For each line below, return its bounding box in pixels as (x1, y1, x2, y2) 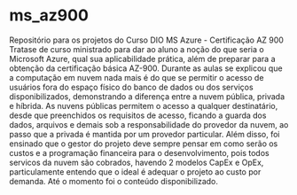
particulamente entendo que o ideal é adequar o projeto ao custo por (9, 166, 262, 177)
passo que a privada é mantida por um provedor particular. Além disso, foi (9, 129, 280, 139)
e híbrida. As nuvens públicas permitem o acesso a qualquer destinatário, (9, 100, 278, 111)
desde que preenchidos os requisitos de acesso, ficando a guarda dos (9, 110, 267, 121)
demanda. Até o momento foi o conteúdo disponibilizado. (9, 175, 219, 186)
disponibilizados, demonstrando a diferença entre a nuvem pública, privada (9, 90, 285, 102)
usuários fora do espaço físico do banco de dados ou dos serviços (9, 82, 254, 92)
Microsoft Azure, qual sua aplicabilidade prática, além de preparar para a (9, 53, 276, 64)
